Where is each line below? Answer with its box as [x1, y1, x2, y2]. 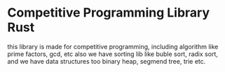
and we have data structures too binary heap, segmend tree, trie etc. [7, 57, 206, 65]
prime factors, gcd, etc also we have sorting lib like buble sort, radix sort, [7, 50, 219, 58]
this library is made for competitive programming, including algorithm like [7, 42, 219, 51]
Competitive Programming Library [7, 5, 210, 21]
